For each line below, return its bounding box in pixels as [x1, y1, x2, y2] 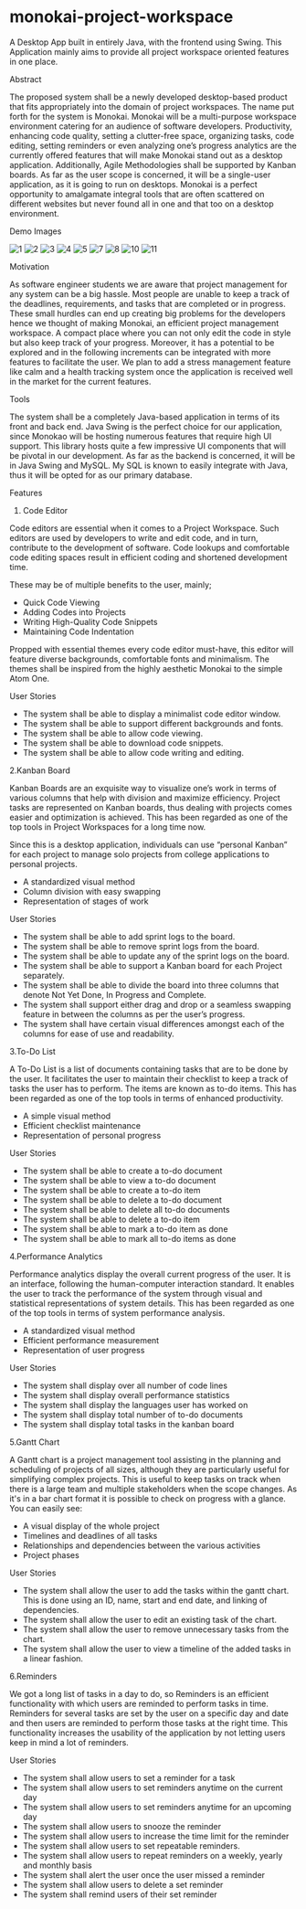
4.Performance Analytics [9, 1250, 103, 1262]
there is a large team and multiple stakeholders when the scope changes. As [9, 1483, 298, 1494]
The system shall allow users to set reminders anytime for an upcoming [22, 1801, 292, 1812]
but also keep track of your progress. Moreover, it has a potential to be [9, 336, 275, 348]
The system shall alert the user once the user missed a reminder [22, 1869, 266, 1880]
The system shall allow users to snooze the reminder [22, 1820, 222, 1831]
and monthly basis [22, 1860, 93, 1871]
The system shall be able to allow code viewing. [22, 727, 204, 738]
